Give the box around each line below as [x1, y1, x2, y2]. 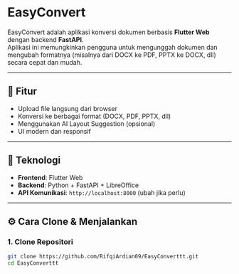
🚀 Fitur [7, 85, 38, 98]
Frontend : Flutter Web [17, 173, 83, 181]
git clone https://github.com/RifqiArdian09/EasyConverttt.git [7, 253, 199, 260]
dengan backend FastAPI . [7, 35, 84, 43]
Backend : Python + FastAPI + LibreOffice [17, 181, 139, 189]
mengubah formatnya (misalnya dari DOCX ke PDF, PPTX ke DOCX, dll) [7, 51, 217, 59]
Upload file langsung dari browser [17, 104, 117, 112]
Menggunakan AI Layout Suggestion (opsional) [17, 119, 156, 128]
